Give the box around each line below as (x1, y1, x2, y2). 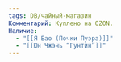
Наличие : (8, 27, 38, 35)
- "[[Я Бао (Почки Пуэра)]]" (15, 34, 114, 43)
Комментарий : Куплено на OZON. (8, 19, 114, 27)
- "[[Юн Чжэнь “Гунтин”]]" (15, 42, 106, 50)
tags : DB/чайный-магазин (8, 11, 92, 20)
